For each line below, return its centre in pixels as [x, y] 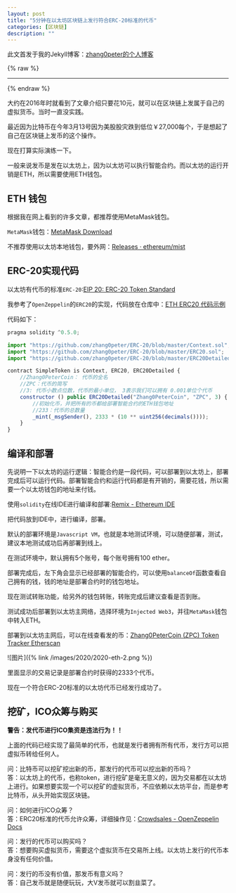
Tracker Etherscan [34, 643]
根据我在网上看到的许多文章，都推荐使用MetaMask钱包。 [90, 217]
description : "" [31, 33]
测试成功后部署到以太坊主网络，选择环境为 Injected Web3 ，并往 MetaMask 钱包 [117, 611]
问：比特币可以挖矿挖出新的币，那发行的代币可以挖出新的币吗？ [99, 769]
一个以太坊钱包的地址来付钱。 [56, 489]
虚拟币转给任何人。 [35, 754]
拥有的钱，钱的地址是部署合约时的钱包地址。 [78, 582]
